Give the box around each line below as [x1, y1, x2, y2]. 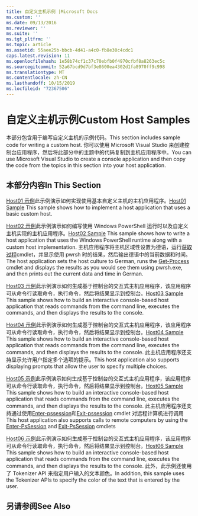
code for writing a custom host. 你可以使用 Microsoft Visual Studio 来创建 [6, 141, 185, 148]
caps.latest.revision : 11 [6, 53, 70, 59]
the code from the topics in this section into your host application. [6, 161, 167, 169]
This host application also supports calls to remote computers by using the [6, 416, 188, 424]
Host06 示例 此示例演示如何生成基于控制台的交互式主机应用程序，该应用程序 [6, 435, 191, 442]
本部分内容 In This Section [6, 180, 102, 190]
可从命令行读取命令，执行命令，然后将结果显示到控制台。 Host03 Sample [6, 290, 184, 297]
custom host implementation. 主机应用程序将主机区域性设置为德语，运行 [6, 243, 182, 251]
